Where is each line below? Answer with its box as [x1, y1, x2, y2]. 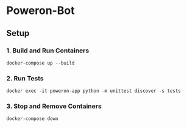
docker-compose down [6, 116, 59, 122]
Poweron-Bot [6, 4, 75, 18]
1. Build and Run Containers [6, 46, 90, 55]
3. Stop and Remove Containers [6, 102, 102, 110]
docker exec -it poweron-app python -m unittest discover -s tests [6, 88, 182, 94]
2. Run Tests [6, 74, 44, 82]
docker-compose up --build [6, 60, 75, 66]
